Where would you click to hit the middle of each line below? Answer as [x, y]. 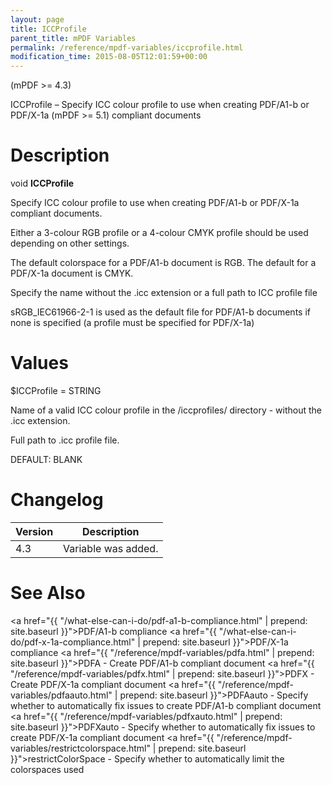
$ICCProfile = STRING [56, 390]
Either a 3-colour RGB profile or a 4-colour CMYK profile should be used [159, 233]
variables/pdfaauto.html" [61, 695]
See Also [48, 593]
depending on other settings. [70, 243]
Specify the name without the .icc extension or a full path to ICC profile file [164, 293]
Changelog [57, 500]
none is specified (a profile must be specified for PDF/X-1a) [132, 323]
